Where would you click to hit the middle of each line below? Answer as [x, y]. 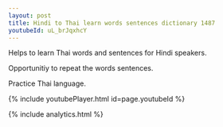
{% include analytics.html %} [56, 114]
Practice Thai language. [47, 83]
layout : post [30, 15]
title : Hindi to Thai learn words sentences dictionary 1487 [112, 23]
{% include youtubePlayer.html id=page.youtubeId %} [97, 99]
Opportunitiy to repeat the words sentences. [81, 68]
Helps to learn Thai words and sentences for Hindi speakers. [108, 53]
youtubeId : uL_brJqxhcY [48, 30]
